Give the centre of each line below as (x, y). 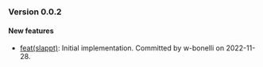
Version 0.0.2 (35, 12)
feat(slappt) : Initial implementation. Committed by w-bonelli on (122, 48)
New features (31, 31)
